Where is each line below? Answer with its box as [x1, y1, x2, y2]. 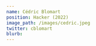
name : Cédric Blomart [6, 8, 61, 15]
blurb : [6, 31, 23, 37]
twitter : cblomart [6, 25, 53, 32]
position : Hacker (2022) [6, 14, 69, 20]
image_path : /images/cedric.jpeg [6, 20, 91, 26]
